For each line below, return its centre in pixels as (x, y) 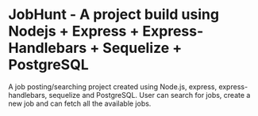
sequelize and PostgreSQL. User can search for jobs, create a (150, 95)
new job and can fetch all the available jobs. (80, 103)
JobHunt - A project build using (114, 15)
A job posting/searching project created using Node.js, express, (112, 86)
